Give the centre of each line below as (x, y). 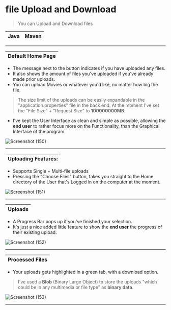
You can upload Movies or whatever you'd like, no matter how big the (85, 84)
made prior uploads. (34, 79)
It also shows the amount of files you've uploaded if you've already (83, 74)
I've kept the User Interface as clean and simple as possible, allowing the (89, 121)
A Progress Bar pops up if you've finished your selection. (72, 221)
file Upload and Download (61, 9)
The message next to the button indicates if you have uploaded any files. (89, 68)
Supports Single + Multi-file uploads (51, 171)
